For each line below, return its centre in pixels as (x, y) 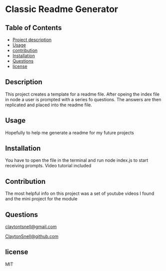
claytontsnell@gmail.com (31, 227)
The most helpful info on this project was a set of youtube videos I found (80, 193)
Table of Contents (34, 28)
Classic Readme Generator (62, 9)
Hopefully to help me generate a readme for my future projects (70, 132)
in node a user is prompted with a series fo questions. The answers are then (83, 99)
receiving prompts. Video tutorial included (48, 166)
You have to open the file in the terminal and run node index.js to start (77, 160)
